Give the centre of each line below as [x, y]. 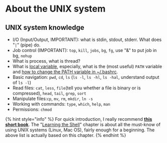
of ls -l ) [22, 82]
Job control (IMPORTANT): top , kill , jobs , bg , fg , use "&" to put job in [85, 50]
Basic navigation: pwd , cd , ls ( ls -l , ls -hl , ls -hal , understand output [86, 77]
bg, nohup [22, 56]
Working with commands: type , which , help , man [61, 104]
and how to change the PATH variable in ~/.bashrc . [65, 72]
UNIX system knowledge [45, 28]
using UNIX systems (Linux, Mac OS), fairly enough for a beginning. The [80, 130]
